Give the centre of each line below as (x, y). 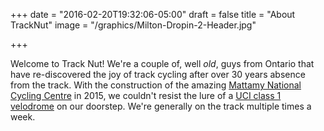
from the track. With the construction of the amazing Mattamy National (156, 85)
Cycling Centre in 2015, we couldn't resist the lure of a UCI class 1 (146, 95)
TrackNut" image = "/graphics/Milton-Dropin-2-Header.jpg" (133, 25)
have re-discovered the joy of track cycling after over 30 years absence (158, 74)
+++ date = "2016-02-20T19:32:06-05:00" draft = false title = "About (153, 14)
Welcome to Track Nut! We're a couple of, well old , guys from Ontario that (162, 63)
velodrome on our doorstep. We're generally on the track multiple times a (161, 106)
